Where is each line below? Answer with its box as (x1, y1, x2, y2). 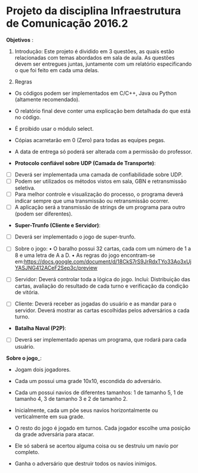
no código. (14, 114, 41, 121)
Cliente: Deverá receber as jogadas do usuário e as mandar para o (14, 300, 177, 307)
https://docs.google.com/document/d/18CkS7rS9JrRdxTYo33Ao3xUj (24, 258, 192, 265)
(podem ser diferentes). (14, 210, 73, 217)
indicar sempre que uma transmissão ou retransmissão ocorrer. (14, 197, 170, 205)
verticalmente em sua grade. (14, 413, 85, 420)
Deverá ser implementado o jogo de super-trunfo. (14, 233, 136, 240)
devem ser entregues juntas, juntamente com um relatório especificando (14, 60, 192, 67)
